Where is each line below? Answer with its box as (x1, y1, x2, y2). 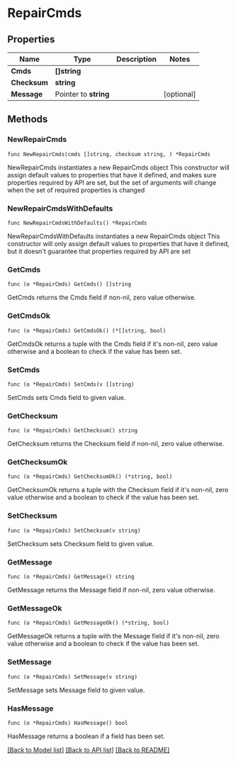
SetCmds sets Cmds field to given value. (7, 393, 126, 401)
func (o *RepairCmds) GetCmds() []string (7, 281, 132, 288)
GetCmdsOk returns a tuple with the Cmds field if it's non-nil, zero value (7, 339, 218, 348)
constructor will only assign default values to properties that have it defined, (7, 239, 230, 248)
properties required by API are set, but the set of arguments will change (7, 178, 217, 187)
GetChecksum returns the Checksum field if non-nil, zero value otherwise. (7, 440, 225, 448)
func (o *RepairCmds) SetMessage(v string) (7, 673, 138, 680)
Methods (7, 113, 48, 126)
